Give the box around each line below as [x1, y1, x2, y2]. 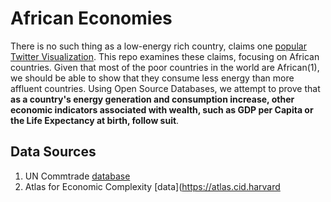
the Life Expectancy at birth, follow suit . [10, 114, 180, 126]
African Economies [10, 7, 173, 30]
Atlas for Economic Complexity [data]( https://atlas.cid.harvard [24, 180, 281, 192]
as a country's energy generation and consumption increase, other [10, 93, 295, 105]
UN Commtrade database [24, 170, 131, 182]
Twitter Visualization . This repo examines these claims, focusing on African [10, 50, 320, 62]
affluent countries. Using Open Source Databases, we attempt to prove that [10, 82, 321, 94]
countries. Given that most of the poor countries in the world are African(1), [10, 61, 320, 73]
